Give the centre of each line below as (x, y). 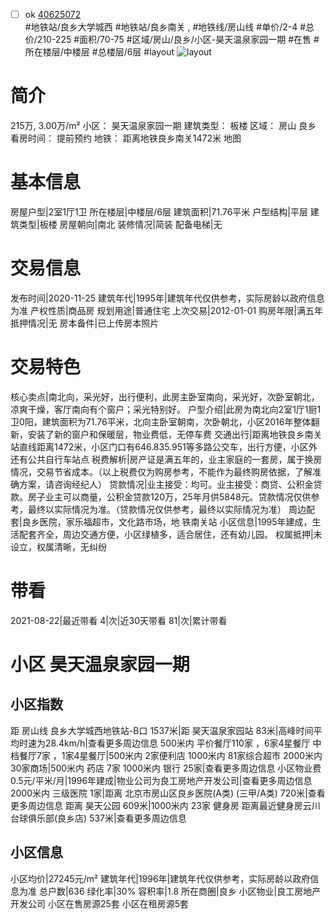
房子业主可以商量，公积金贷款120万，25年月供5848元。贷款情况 (160, 496)
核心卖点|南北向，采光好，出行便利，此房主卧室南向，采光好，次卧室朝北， (165, 396)
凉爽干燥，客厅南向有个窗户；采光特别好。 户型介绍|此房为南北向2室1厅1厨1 (166, 409)
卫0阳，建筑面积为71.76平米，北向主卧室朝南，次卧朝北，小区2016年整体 (161, 421)
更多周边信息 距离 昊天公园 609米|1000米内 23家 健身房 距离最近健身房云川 (165, 805)
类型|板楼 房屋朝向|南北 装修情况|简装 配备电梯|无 (120, 224)
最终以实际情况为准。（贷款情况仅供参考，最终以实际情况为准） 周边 (167, 509)
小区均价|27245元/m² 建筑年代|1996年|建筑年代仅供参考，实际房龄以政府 (160, 878)
